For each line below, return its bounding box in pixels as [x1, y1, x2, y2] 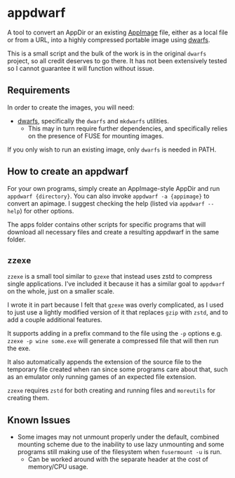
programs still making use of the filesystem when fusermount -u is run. [17, 448, 222, 456]
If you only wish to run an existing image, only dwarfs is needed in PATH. [7, 145, 217, 154]
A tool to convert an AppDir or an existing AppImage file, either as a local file [7, 28, 228, 36]
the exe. [7, 344, 31, 352]
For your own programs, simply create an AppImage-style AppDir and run [7, 184, 220, 192]
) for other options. [20, 206, 74, 215]
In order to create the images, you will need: [7, 103, 135, 112]
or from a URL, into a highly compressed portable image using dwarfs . [7, 35, 210, 44]
